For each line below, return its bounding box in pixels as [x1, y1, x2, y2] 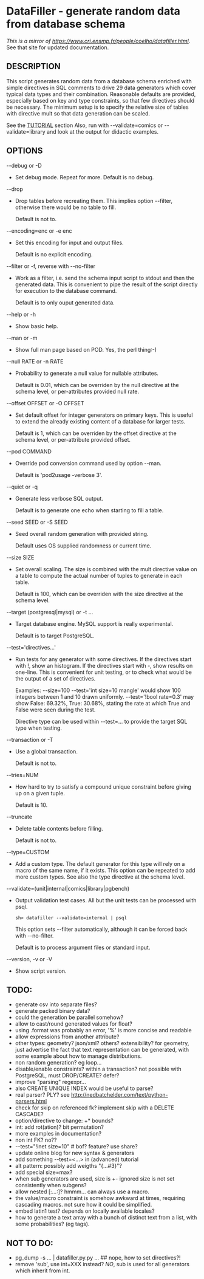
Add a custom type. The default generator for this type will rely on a [15, 860, 185, 867]
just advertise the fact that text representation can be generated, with [15, 1046, 189, 1054]
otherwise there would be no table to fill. [15, 204, 117, 211]
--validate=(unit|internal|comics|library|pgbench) [6, 885, 130, 892]
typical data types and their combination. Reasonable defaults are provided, [6, 90, 196, 98]
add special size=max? [15, 1168, 73, 1176]
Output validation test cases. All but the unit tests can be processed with [15, 896, 197, 904]
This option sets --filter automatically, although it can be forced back [15, 925, 188, 933]
